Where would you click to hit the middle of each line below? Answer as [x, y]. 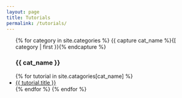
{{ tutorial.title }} [36, 82]
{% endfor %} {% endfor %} [51, 89]
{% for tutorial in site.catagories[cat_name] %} [74, 76]
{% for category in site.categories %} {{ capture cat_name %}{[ [96, 41]
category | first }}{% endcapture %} [60, 47]
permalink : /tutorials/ [37, 23]
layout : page [23, 12]
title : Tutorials [28, 18]
